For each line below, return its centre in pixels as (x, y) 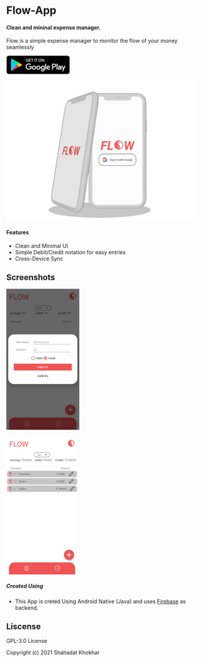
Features (17, 233)
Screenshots (31, 277)
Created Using (25, 586)
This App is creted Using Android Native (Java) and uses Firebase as (100, 601)
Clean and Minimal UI (41, 246)
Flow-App (31, 11)
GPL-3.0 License (27, 641)
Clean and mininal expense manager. (54, 27)
